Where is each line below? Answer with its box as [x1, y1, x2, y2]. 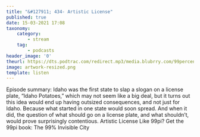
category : [17, 31, 42, 37]
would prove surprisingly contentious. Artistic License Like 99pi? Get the [6, 117, 185, 125]
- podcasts [27, 48, 55, 54]
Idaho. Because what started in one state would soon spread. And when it [6, 105, 187, 112]
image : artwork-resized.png [6, 64, 76, 70]
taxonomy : [6, 25, 31, 32]
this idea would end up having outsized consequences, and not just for [6, 99, 180, 106]
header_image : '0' [6, 53, 52, 59]
